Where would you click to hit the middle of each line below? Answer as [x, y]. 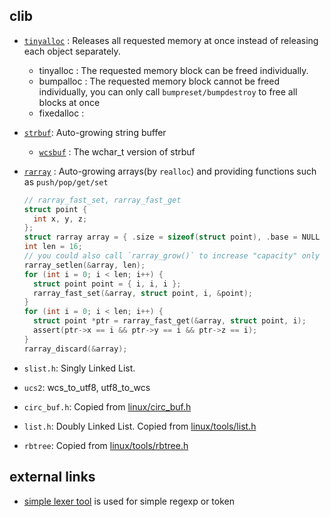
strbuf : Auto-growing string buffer [95, 132]
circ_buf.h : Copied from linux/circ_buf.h [107, 406]
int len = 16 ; [53, 247]
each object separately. [72, 51]
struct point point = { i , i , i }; [107, 284]
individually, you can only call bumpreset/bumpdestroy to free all [168, 91]
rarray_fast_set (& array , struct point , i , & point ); [143, 293]
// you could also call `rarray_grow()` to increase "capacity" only [172, 256]
